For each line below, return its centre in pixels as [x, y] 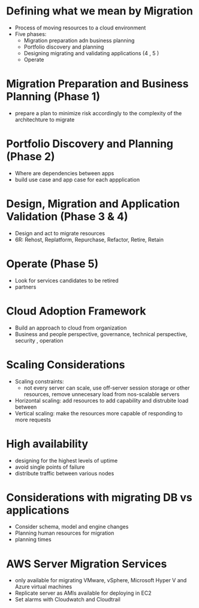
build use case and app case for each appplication [77, 179]
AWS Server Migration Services [87, 564]
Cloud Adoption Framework [76, 311]
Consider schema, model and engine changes [72, 527]
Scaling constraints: [39, 381]
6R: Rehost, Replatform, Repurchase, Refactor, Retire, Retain [89, 239]
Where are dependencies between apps [64, 173]
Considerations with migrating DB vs [99, 497]
